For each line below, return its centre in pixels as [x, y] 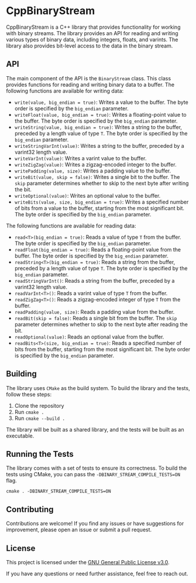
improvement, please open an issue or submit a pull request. [79, 530]
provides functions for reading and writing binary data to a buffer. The [90, 84]
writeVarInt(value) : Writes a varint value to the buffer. [80, 158]
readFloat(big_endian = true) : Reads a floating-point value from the [98, 249]
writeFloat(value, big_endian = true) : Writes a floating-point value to [100, 114]
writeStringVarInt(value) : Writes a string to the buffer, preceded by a [99, 145]
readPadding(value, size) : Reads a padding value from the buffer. [94, 311]
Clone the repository [39, 405]
